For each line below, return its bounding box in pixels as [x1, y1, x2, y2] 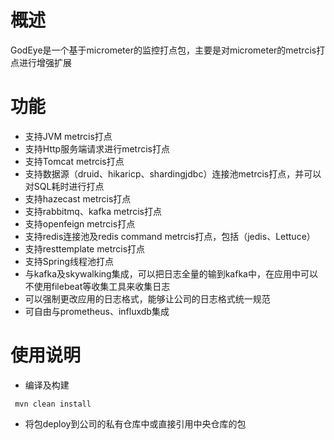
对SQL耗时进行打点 [24, 180, 105, 192]
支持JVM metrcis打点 [24, 130, 113, 142]
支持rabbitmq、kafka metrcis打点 [24, 205, 162, 217]
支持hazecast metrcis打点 [24, 192, 132, 205]
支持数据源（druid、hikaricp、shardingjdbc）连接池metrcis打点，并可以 [24, 167, 322, 180]
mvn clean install [14, 399, 92, 409]
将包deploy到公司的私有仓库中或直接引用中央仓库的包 [24, 417, 247, 430]
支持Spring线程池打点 [24, 255, 115, 267]
